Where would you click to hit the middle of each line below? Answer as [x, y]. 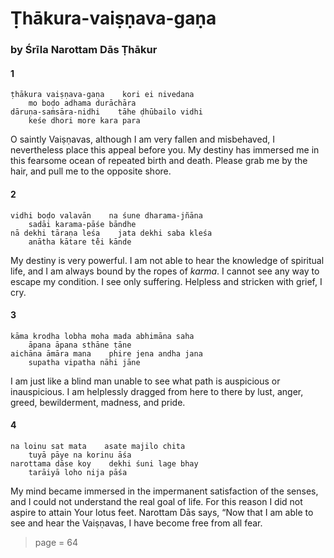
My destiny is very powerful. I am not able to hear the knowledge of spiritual [167, 260]
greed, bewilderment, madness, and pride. [98, 402]
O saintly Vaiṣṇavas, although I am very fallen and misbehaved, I [142, 139]
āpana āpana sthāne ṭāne [80, 345]
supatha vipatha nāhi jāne [84, 362]
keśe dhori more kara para [84, 121]
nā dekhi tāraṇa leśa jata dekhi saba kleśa [111, 233]
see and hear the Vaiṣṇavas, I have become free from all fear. [136, 523]
